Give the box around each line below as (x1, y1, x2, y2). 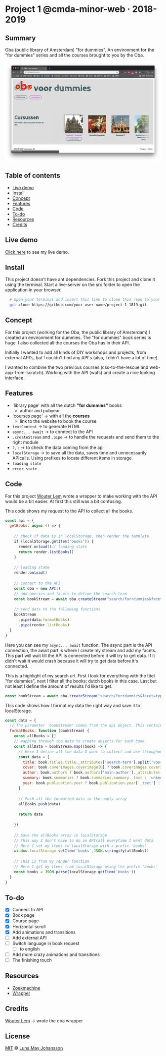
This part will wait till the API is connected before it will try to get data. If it (5, 653, 155, 659)
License (5, 1032, 30, 1040)
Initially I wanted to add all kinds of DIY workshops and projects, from (5, 349, 147, 355)
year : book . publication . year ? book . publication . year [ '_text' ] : (23, 780, 161, 786)
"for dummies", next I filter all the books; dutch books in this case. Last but (5, 678, 157, 684)
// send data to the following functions (14, 607, 100, 612)
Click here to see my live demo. (5, 249, 69, 255)
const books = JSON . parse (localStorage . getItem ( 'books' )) (14, 869, 136, 874)
